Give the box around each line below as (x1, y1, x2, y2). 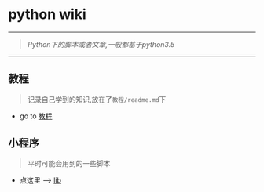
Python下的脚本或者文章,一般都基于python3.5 (27, 39, 175, 49)
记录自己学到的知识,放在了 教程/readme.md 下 (27, 94, 167, 103)
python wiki (8, 5, 86, 24)
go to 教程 (19, 111, 53, 121)
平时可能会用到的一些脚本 (27, 158, 111, 168)
